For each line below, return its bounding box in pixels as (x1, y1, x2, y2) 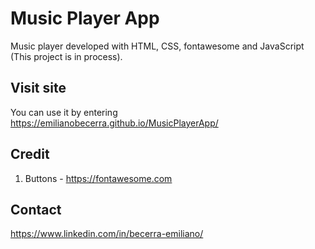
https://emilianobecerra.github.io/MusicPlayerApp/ (10, 117, 219, 129)
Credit (10, 146, 50, 163)
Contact (10, 201, 62, 218)
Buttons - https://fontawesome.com (24, 172, 173, 184)
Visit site (10, 80, 67, 97)
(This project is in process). (10, 50, 123, 62)
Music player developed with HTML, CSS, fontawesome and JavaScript (10, 40, 305, 52)
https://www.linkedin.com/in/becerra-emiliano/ (10, 228, 204, 240)
